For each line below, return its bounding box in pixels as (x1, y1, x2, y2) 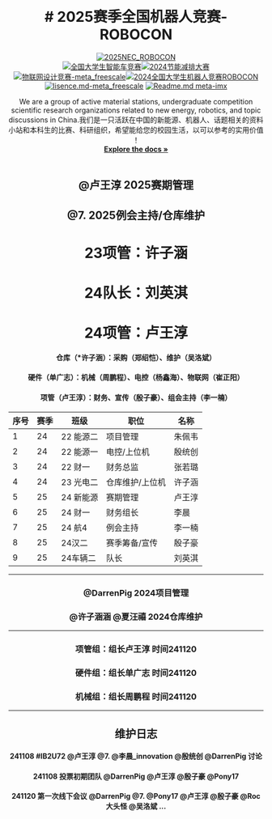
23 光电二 (61, 476, 99, 487)
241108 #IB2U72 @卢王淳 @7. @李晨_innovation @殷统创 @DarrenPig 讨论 (9, 751, 263, 762)
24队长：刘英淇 (83, 284, 189, 303)
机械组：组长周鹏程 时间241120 (75, 690, 197, 702)
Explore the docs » (104, 144, 168, 154)
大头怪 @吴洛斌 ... (105, 801, 167, 811)
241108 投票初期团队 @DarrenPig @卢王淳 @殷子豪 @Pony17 (32, 771, 240, 781)
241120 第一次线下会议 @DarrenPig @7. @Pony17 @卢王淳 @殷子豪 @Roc (11, 791, 261, 801)
